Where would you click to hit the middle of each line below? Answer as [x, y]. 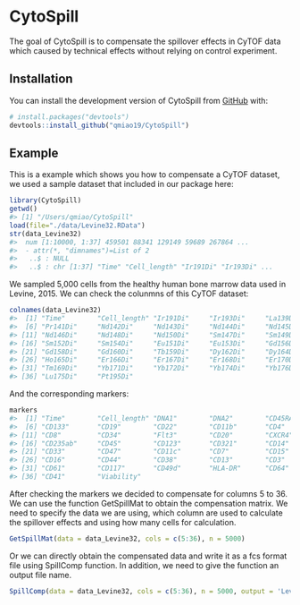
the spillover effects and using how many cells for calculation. [123, 522]
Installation [41, 79]
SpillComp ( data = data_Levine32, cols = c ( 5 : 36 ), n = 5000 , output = [142, 591]
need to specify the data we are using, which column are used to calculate [146, 513]
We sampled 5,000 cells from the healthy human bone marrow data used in [148, 285]
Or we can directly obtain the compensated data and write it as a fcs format [148, 556]
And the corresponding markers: [69, 394]
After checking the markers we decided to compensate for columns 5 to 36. [149, 493]
